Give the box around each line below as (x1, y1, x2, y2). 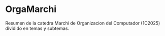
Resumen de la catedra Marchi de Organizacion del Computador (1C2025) (5, 20, 160, 26)
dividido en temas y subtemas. (5, 25, 70, 31)
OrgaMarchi (5, 3, 57, 15)
